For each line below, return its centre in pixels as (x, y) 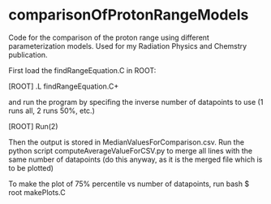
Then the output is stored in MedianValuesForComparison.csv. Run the (127, 142)
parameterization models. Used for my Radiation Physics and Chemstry (128, 46)
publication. (28, 54)
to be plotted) (31, 167)
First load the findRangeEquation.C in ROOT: (82, 70)
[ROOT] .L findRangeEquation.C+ (64, 86)
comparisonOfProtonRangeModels (129, 15)
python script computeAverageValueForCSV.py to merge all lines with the (131, 150)
